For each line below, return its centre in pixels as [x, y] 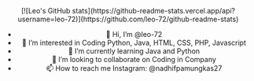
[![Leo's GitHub [46, 11]
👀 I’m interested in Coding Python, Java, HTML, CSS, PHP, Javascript [134, 42]
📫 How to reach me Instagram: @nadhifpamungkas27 [134, 68]
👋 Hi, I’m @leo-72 [134, 34]
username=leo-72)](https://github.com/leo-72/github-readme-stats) [128, 19]
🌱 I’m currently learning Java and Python [134, 51]
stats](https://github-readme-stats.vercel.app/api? [154, 11]
